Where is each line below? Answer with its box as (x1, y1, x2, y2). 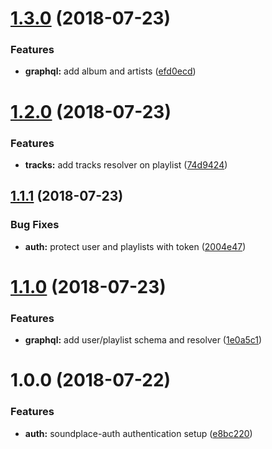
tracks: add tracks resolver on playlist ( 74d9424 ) (24, 158, 228, 171)
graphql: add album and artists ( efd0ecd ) (24, 65, 197, 77)
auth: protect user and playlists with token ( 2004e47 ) (24, 240, 247, 252)
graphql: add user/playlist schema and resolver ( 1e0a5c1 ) (24, 334, 263, 346)
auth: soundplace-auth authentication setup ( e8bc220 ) (24, 427, 253, 439)
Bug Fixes (10, 218, 60, 232)
